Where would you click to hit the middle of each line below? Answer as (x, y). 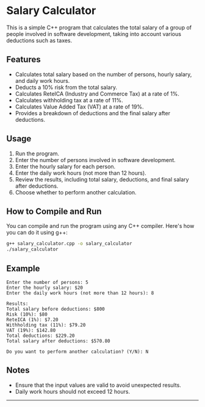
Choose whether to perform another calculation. (76, 192)
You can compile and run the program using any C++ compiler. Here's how (100, 226)
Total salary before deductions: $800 (56, 309)
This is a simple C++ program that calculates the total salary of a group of (99, 27)
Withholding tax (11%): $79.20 (46, 325)
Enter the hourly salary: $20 (45, 288)
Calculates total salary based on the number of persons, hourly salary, (103, 74)
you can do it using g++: (37, 233)
